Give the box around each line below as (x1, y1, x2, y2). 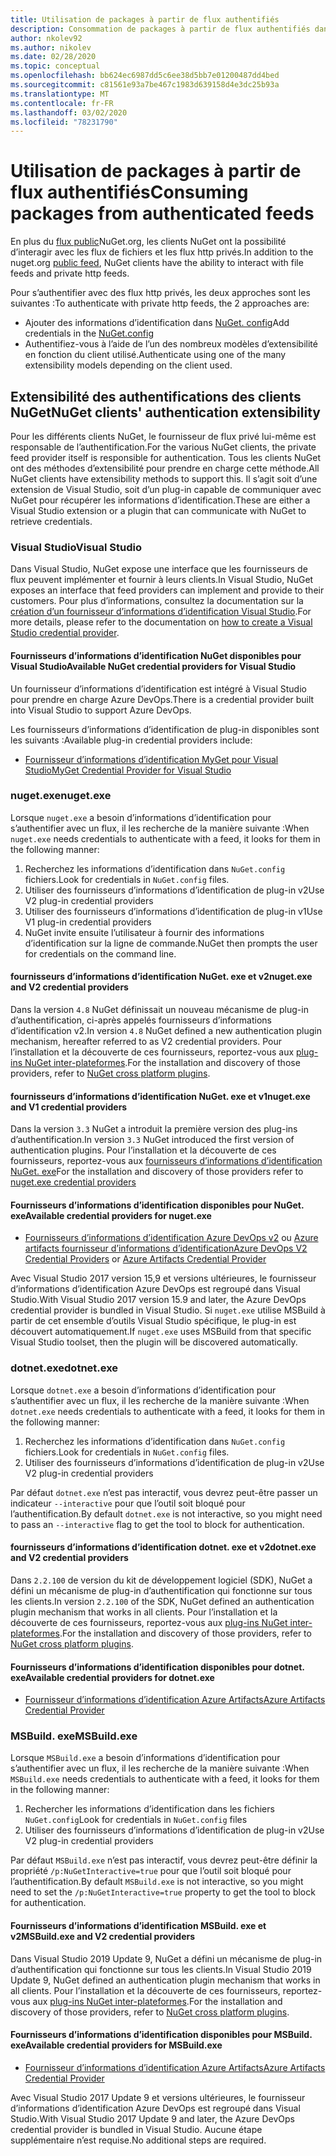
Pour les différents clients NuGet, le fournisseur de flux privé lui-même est (10, 431, 317, 442)
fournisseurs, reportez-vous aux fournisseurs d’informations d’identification (10, 1155, 323, 1167)
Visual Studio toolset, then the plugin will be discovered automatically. (10, 1336, 298, 1348)
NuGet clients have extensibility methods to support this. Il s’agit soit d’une (10, 473, 318, 485)
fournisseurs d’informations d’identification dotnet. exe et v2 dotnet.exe (10, 1541, 317, 1553)
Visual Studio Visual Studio (10, 540, 142, 554)
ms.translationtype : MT (10, 89, 110, 99)
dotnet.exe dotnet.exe (10, 1361, 119, 1375)
